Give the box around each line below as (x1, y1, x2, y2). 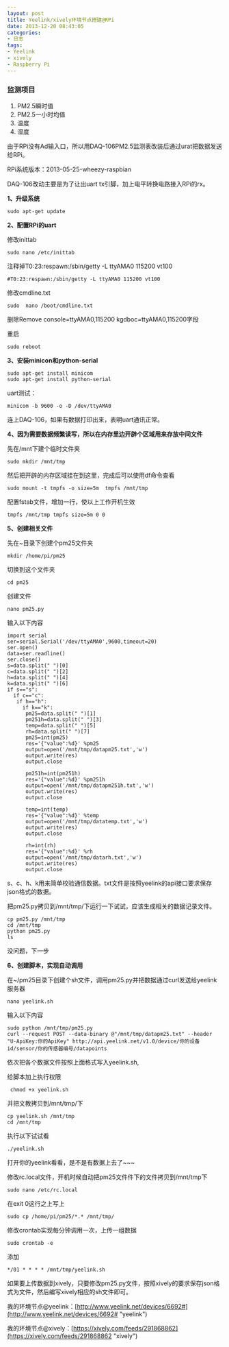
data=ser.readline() (7, 650, 66, 657)
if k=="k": (22, 704, 53, 711)
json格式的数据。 (7, 887, 55, 895)
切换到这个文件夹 (7, 565, 55, 573)
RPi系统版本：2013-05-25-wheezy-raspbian (7, 165, 132, 173)
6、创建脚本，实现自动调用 (7, 961, 83, 969)
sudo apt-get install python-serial (7, 376, 111, 383)
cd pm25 (7, 579, 29, 586)
